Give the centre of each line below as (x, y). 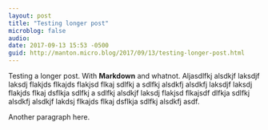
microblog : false (37, 30)
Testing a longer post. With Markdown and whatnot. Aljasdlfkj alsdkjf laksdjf (134, 76)
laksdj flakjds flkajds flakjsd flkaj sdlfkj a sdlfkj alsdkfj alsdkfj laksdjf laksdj (130, 84)
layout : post (30, 16)
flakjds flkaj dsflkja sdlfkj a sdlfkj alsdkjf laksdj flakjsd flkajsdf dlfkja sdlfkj (129, 93)
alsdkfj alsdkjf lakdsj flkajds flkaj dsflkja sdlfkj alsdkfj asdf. (104, 102)
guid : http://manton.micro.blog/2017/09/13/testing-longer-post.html (127, 53)
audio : (19, 38)
